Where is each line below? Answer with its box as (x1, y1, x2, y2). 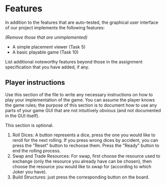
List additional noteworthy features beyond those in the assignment (5, 59, 143, 64)
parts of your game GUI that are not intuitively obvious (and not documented (5, 107, 161, 113)
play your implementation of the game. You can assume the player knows (5, 97, 155, 103)
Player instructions (5, 78, 65, 87)
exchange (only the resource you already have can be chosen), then (12, 158, 152, 164)
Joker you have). (12, 169, 47, 175)
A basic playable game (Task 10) (12, 49, 79, 55)
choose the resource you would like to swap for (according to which (12, 163, 152, 169)
